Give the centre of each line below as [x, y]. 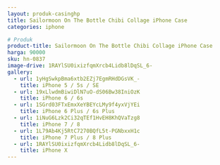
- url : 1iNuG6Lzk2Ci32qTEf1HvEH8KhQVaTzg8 [77, 118]
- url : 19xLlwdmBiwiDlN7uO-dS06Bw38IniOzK [77, 92]
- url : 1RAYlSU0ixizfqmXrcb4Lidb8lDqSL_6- [77, 144]
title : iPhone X [44, 151]
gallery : [20, 72]
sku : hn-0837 [26, 59]
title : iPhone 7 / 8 [50, 124]
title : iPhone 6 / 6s [51, 98]
